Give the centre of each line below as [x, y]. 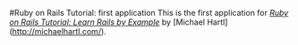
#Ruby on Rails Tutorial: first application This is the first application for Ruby [149, 13]
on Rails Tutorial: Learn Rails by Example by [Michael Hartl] [119, 22]
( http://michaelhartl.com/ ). [58, 31]
